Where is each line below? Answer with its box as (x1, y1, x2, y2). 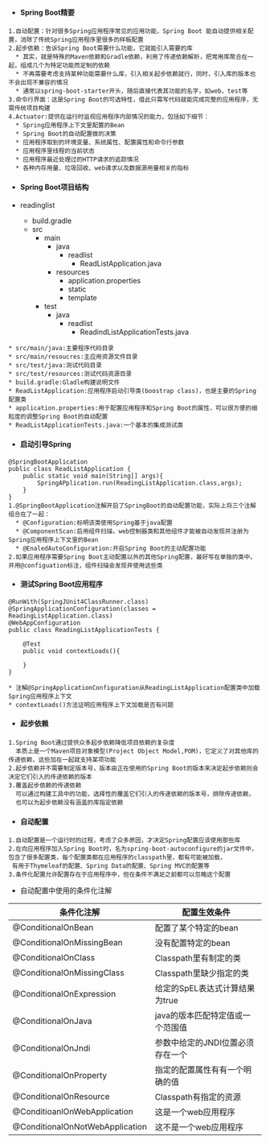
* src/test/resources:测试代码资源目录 (8, 370, 133, 378)
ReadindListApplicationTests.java (80, 327, 190, 337)
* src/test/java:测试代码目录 (8, 361, 102, 370)
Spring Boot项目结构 (19, 182, 89, 192)
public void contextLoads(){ (22, 646, 121, 655)
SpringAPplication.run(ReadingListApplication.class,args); (37, 479, 243, 487)
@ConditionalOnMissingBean (12, 937, 123, 948)
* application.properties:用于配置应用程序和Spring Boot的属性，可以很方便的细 (8, 404, 258, 412)
